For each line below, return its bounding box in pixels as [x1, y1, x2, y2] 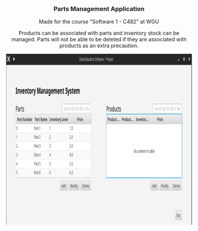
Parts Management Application [53, 5, 145, 13]
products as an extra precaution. [59, 42, 138, 49]
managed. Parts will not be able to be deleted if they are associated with [11, 36, 187, 43]
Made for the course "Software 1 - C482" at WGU [39, 18, 159, 25]
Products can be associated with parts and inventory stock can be [18, 30, 180, 37]
